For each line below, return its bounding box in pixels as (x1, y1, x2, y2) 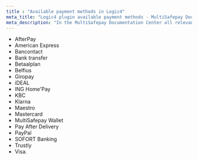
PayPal (14, 129, 32, 136)
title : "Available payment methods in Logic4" (6, 8, 126, 15)
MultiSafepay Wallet (14, 117, 64, 124)
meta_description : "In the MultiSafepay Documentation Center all (6, 19, 173, 25)
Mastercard (14, 111, 43, 118)
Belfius (14, 67, 32, 74)
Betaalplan (14, 61, 41, 68)
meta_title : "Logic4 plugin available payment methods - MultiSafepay (6, 14, 183, 20)
